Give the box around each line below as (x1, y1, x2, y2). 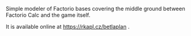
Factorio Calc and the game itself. (6, 11, 91, 19)
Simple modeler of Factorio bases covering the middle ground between (6, 5, 185, 12)
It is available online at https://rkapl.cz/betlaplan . (6, 23, 130, 30)
